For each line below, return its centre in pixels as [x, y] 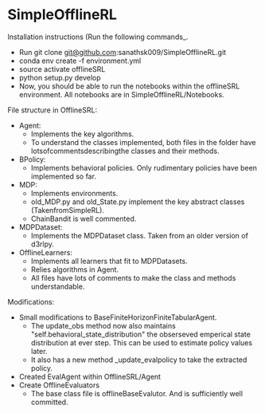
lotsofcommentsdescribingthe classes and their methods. [125, 151]
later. [39, 351]
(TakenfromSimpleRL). [68, 210]
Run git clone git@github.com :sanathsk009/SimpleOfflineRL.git [123, 52]
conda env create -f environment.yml [80, 61]
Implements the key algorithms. [82, 134]
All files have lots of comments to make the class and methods [133, 277]
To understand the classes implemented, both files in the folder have [143, 142]
